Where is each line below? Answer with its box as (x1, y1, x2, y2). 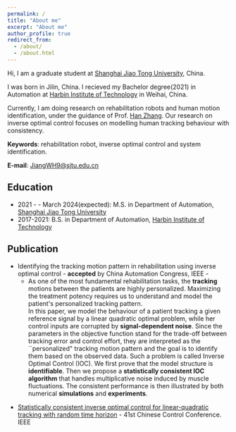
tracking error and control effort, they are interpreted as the (27, 336, 201, 345)
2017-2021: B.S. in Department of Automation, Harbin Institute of (17, 215, 205, 223)
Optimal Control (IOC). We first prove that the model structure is (27, 359, 213, 367)
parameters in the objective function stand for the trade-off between (27, 329, 228, 338)
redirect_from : (7, 37, 52, 44)
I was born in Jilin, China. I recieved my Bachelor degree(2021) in (7, 82, 196, 91)
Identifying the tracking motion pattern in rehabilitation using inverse (17, 261, 216, 270)
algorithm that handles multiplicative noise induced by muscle (27, 374, 209, 383)
